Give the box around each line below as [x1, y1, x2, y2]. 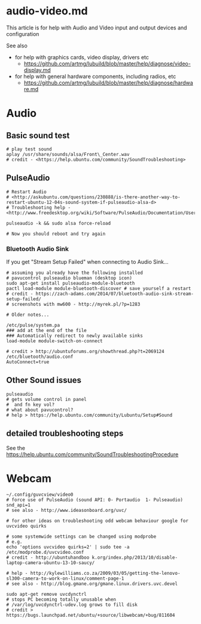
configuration [6, 30, 39, 37]
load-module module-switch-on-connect [6, 338, 103, 344]
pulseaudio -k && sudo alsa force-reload [6, 220, 111, 226]
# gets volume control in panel [6, 396, 87, 402]
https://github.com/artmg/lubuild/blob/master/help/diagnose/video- [23, 60, 191, 67]
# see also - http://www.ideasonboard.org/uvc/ [6, 507, 127, 513]
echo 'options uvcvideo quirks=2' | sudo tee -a [6, 544, 130, 550]
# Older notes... [6, 312, 50, 318]
